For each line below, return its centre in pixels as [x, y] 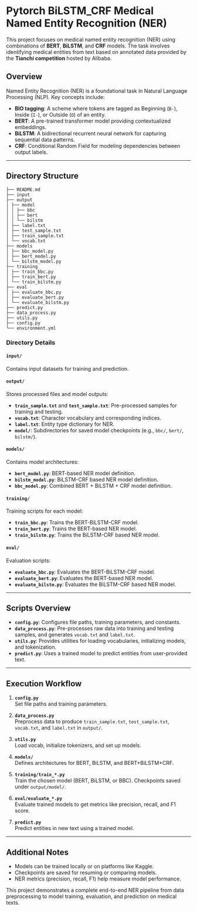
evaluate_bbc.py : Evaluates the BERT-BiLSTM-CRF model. [85, 572]
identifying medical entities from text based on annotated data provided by [96, 52]
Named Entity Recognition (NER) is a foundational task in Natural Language [97, 91]
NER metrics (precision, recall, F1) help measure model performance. [98, 879]
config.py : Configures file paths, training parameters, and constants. [98, 622]
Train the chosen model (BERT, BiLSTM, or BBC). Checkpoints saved [97, 781]
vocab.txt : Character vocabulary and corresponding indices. [88, 418]
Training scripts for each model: [45, 511]
